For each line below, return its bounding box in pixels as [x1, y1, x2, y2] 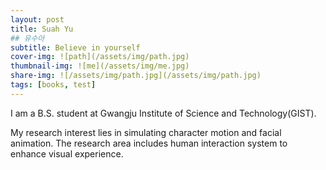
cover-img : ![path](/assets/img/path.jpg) [10, 52, 190, 62]
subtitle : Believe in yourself [10, 42, 141, 53]
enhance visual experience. [10, 147, 124, 160]
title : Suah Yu [10, 24, 74, 34]
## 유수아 [10, 33, 45, 43]
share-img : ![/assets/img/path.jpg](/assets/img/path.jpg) [10, 71, 262, 81]
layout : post [10, 14, 65, 25]
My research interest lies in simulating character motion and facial [10, 126, 282, 138]
